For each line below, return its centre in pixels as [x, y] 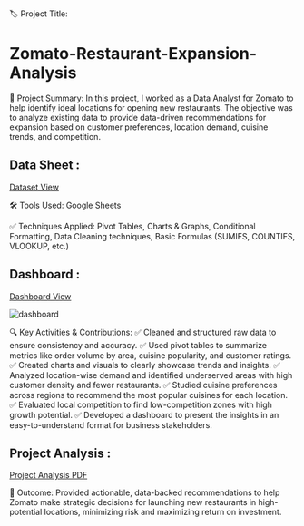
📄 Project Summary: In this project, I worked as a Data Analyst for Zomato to [152, 98]
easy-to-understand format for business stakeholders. [111, 424]
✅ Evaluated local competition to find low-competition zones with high [141, 404]
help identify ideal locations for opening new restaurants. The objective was [151, 107]
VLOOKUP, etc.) [39, 246]
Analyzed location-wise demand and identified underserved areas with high [151, 375]
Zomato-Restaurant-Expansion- [133, 54]
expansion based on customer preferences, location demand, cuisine [139, 127]
